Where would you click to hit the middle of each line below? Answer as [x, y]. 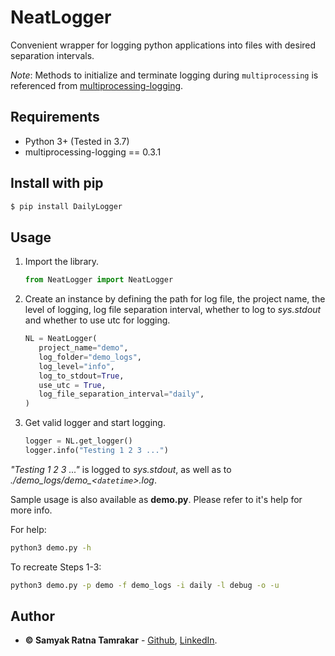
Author [32, 616]
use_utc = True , [72, 385]
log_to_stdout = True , [81, 376]
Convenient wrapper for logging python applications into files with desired [163, 45]
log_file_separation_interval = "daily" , [121, 394]
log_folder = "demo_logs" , [90, 357]
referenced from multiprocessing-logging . [97, 85]
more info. [31, 510]
